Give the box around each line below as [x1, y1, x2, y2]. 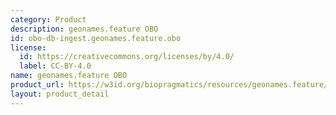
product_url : [10, 80, 65, 90]
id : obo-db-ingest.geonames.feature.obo [10, 33, 182, 43]
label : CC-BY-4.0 [19, 61, 92, 71]
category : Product [10, 14, 87, 25]
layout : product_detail [10, 89, 110, 99]
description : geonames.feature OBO [10, 24, 159, 34]
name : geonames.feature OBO [10, 71, 128, 81]
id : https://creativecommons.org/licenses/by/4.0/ [19, 52, 235, 62]
